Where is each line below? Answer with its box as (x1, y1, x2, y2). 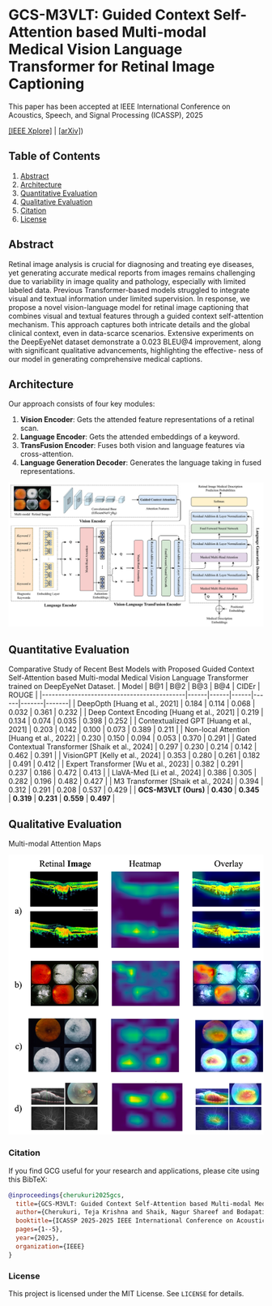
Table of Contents (8, 149, 101, 163)
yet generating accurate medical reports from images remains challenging (8, 268, 256, 278)
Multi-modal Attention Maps (8, 838, 102, 848)
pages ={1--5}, (15, 1226, 63, 1234)
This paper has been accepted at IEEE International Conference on (8, 101, 231, 111)
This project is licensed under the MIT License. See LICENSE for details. (8, 1288, 244, 1298)
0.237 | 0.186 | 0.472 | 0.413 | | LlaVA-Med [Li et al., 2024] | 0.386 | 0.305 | (8, 768, 257, 778)
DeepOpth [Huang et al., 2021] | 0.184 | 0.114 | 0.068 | (76, 699, 256, 709)
